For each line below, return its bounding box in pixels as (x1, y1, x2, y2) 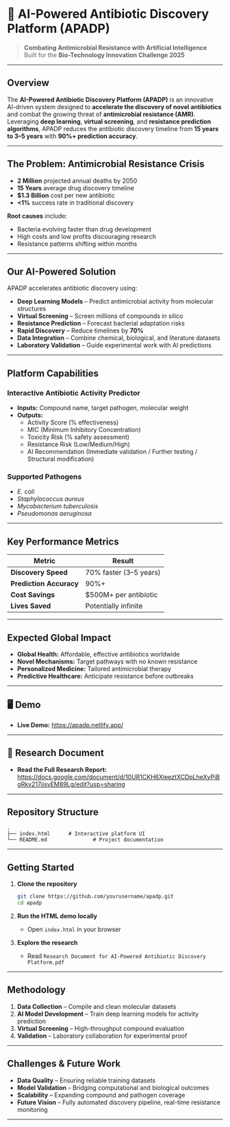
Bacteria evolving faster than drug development (16, 225, 152, 233)
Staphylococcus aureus (16, 494, 84, 503)
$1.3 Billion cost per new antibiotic (16, 191, 115, 199)
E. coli (16, 488, 35, 496)
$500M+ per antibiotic (85, 590, 158, 600)
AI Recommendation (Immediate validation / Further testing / (27, 448, 198, 456)
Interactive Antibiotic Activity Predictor (7, 388, 140, 398)
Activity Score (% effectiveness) (27, 418, 119, 426)
